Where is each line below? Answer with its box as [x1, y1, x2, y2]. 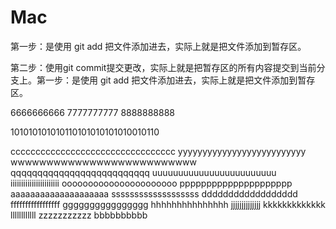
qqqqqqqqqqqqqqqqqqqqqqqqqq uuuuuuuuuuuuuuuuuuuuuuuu [10, 166, 277, 178]
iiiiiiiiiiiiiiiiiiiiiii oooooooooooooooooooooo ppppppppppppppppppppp [10, 177, 293, 189]
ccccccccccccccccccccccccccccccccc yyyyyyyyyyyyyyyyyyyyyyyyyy [10, 145, 307, 157]
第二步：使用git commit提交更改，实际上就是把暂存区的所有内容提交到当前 [10, 61, 317, 73]
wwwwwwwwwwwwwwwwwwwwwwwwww [10, 156, 197, 168]
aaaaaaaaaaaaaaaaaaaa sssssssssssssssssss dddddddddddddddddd [10, 187, 298, 200]
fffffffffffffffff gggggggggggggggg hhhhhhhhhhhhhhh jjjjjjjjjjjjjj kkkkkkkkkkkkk [10, 198, 326, 210]
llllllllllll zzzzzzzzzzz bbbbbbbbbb [10, 209, 148, 221]
